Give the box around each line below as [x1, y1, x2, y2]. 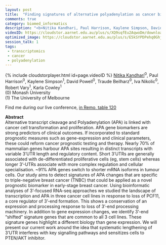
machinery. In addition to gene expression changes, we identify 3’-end [5, 209, 149, 215]
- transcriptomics [7, 49, 45, 53]
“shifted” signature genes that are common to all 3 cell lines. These [5, 214, 142, 220]
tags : [5, 44, 16, 49]
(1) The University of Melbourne [5, 95, 70, 101]
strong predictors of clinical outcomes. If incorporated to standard [5, 130, 140, 136]
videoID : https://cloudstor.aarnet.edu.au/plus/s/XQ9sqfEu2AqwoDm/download [5, 30, 165, 35]
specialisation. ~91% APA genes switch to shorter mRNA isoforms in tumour [5, 167, 160, 173]
